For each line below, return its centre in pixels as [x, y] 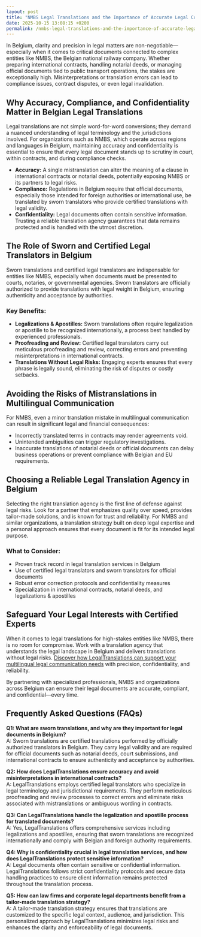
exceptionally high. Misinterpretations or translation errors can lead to [92, 77]
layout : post [22, 12]
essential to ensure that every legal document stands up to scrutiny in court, [100, 152]
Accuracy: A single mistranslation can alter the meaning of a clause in [101, 170]
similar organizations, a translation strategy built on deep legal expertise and [100, 523]
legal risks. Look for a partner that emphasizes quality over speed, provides [99, 510]
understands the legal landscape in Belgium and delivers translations [91, 651]
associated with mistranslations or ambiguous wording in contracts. [89, 803]
